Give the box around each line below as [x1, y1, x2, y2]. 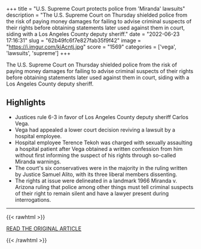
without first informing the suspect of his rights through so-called [14, 151, 176, 159]
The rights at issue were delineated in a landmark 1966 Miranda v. [14, 177, 178, 184]
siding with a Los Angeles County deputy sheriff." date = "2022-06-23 [6, 31, 180, 38]
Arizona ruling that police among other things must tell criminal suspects [14, 183, 194, 190]
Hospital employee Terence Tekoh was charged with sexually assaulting [14, 139, 193, 146]
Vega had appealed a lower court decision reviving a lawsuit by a [14, 126, 175, 133]
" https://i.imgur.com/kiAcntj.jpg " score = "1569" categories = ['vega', [6, 43, 176, 50]
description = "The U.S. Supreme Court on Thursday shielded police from [6, 11, 187, 19]
